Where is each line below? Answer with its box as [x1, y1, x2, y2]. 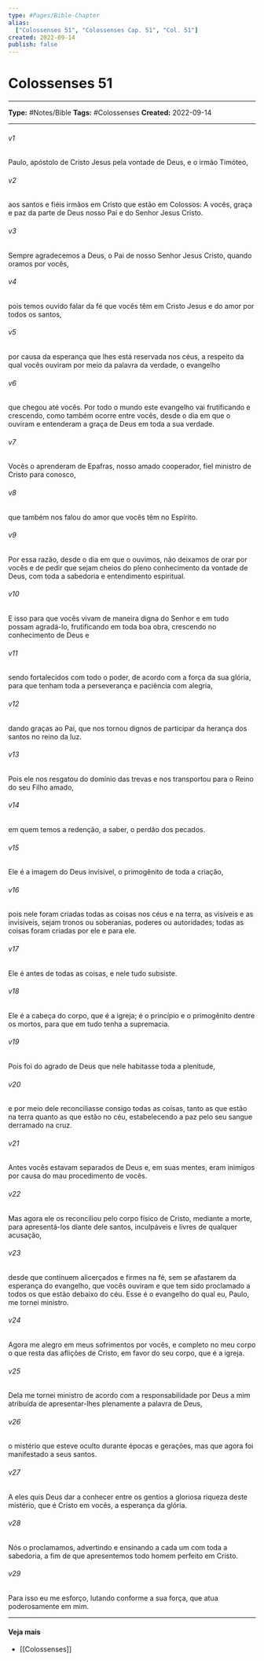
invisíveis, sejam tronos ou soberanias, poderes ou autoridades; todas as [8, 918, 244, 927]
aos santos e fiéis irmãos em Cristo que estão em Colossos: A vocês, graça [8, 200, 253, 209]
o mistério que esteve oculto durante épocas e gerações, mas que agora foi [8, 1441, 254, 1450]
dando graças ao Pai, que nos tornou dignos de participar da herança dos [8, 724, 247, 733]
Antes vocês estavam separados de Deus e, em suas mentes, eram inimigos [8, 1163, 255, 1172]
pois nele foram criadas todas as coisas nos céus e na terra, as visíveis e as [8, 909, 254, 919]
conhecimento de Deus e [8, 630, 90, 640]
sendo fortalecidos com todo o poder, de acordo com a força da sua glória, [8, 673, 251, 682]
